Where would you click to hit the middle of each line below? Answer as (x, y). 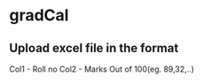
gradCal (39, 15)
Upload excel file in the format (94, 48)
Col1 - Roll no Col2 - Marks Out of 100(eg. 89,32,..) (102, 69)
